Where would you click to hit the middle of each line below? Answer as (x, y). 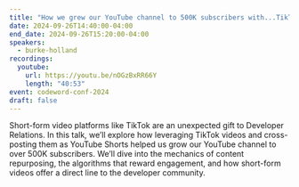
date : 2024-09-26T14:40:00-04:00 (71, 26)
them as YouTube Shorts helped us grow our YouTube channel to (158, 144)
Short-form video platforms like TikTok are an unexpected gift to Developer (147, 126)
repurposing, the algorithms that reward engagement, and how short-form (145, 163)
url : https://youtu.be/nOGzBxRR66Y (91, 76)
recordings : (31, 59)
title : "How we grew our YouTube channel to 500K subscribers (127, 17)
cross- (276, 135)
